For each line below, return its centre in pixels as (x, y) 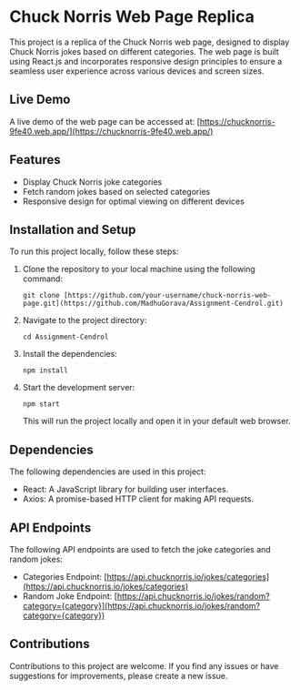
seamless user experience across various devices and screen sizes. (137, 71)
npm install (45, 370)
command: (43, 279)
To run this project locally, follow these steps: (94, 251)
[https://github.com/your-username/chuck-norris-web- (167, 296)
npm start (41, 404)
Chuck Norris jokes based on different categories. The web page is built (144, 51)
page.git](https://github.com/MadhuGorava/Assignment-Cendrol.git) (153, 304)
